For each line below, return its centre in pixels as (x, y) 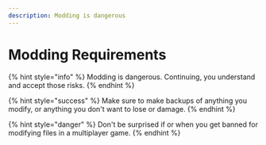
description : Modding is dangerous (67, 15)
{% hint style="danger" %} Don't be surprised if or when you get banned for (133, 124)
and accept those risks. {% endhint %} (71, 85)
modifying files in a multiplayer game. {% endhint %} (94, 132)
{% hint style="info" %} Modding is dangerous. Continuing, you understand (132, 77)
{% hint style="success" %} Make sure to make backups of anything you (128, 101)
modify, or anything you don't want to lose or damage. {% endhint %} (122, 109)
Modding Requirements (87, 54)
